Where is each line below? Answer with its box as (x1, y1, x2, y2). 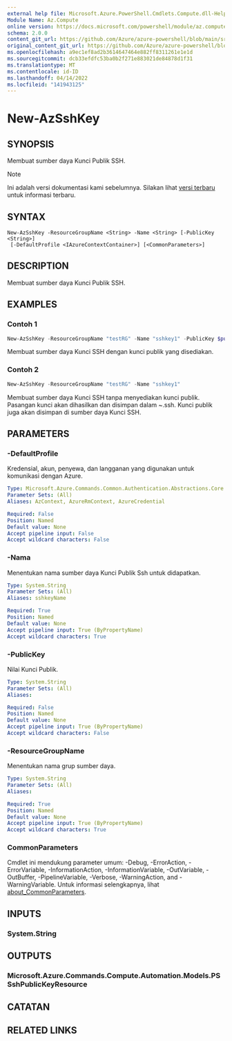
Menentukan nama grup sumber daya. (7, 762, 116, 770)
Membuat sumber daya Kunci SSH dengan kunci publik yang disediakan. (7, 348, 214, 356)
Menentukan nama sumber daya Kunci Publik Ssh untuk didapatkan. (7, 569, 202, 577)
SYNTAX (7, 211, 46, 222)
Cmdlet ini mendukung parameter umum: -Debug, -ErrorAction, (7, 858, 188, 866)
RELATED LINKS (7, 1024, 77, 1036)
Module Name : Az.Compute (7, 17, 79, 24)
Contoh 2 (7, 365, 39, 375)
